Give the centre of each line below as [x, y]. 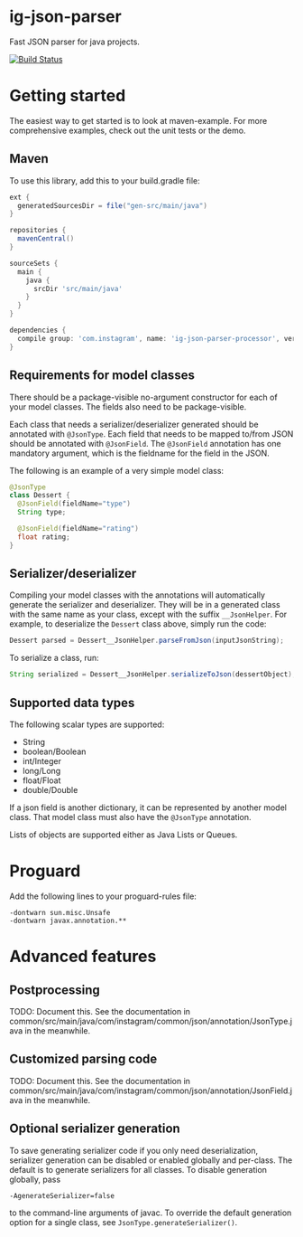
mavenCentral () [46, 239]
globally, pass [35, 1179]
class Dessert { [40, 496]
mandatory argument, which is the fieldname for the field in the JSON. [139, 453]
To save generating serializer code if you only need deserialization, [134, 1150]
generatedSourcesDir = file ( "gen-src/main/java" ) [112, 205]
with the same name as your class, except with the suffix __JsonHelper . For [148, 614]
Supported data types [72, 703]
